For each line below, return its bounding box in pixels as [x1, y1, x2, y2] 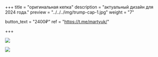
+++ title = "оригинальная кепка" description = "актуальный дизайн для [5, 4, 154, 10]
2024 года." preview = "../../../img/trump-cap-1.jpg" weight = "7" [5, 9, 135, 15]
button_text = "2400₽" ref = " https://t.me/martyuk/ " [5, 19, 109, 24]
